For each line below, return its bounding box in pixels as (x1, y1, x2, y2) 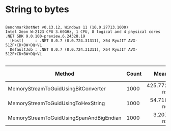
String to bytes (5, 4, 70, 15)
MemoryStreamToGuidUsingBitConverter (8, 85, 106, 92)
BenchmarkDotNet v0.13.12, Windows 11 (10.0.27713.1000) (5, 24, 129, 30)
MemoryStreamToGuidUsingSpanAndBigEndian (8, 114, 122, 121)
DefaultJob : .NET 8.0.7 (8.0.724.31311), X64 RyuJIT (10, 47, 126, 52)
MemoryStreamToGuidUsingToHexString (8, 100, 105, 107)
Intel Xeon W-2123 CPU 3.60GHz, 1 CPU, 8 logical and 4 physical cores (5, 29, 160, 34)
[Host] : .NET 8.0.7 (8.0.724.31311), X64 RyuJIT (10, 38, 126, 43)
